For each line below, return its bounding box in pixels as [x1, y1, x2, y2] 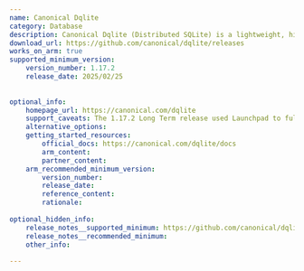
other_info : [25, 240, 71, 249]
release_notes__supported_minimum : [25, 223, 160, 232]
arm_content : [42, 147, 91, 156]
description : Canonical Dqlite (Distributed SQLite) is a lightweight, [9, 30, 285, 39]
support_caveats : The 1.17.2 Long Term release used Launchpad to [25, 114, 281, 123]
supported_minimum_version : [9, 55, 116, 64]
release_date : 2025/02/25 [25, 72, 124, 81]
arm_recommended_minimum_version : [25, 164, 156, 173]
